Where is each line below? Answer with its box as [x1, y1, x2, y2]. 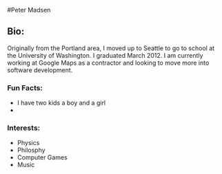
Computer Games [17, 153, 68, 162]
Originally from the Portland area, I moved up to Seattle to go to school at [7, 44, 215, 52]
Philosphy [17, 146, 46, 154]
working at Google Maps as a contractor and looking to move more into [7, 58, 210, 67]
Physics [17, 139, 40, 147]
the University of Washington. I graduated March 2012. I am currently [7, 51, 203, 59]
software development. [7, 65, 73, 74]
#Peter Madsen [7, 6, 51, 14]
